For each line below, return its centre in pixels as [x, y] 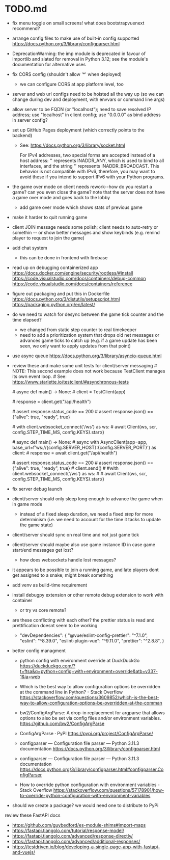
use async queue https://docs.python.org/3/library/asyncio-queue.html [87, 356]
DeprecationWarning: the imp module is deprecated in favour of [79, 53]
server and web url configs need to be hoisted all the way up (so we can [88, 94]
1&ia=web [30, 677]
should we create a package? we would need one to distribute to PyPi [85, 805]
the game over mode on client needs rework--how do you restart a [82, 186]
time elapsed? [27, 319]
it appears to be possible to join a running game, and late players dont [85, 570]
